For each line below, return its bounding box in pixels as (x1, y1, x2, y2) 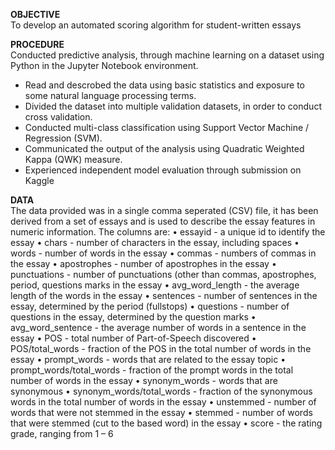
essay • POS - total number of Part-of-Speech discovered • (10, 332, 257, 344)
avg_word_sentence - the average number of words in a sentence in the (10, 322, 307, 333)
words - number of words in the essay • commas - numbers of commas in (10, 247, 317, 259)
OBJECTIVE (10, 9, 61, 20)
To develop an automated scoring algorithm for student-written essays (10, 19, 302, 31)
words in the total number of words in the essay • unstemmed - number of (10, 396, 317, 408)
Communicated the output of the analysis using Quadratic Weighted (24, 143, 305, 154)
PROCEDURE (10, 39, 65, 50)
